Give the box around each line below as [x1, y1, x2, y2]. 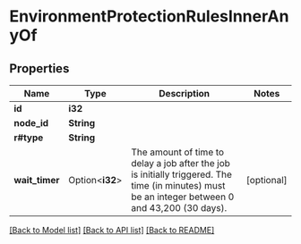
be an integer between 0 [131, 190, 235, 203]
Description [159, 88, 211, 99]
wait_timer [13, 174, 60, 186]
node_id [13, 117, 49, 129]
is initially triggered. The [131, 168, 233, 181]
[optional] [245, 174, 288, 186]
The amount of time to [131, 146, 225, 158]
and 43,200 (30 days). [131, 202, 228, 214]
